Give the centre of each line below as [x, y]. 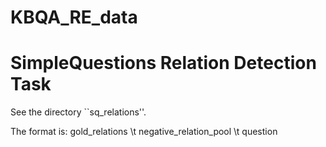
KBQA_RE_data [74, 17]
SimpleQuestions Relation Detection [163, 63]
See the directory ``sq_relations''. [78, 112]
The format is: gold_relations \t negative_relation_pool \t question [144, 132]
